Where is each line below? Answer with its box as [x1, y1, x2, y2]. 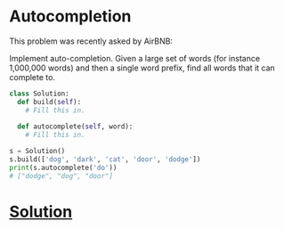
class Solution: [9, 89, 69, 98]
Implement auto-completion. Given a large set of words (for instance [9, 53, 261, 63]
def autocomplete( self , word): [17, 122, 134, 131]
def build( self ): [17, 97, 82, 106]
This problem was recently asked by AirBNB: [9, 36, 174, 46]
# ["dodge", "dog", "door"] [9, 171, 114, 180]
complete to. [9, 71, 56, 82]
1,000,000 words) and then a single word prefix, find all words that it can [9, 62, 276, 73]
